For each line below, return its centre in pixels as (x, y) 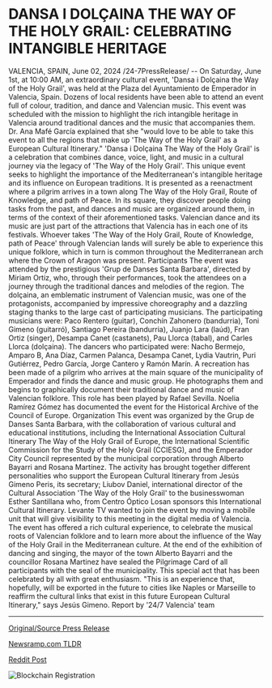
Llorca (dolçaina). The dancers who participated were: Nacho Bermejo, (127, 346)
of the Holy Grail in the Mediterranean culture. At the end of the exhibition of (136, 545)
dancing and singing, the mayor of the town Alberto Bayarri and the (121, 553)
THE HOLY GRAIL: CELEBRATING (120, 31)
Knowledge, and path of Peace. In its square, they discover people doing (130, 200)
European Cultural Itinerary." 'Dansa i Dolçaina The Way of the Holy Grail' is (134, 148)
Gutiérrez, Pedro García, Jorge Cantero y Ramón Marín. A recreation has (129, 363)
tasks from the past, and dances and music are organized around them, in (132, 208)
